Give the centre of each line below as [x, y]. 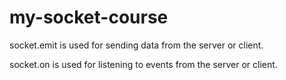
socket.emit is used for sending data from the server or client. [136, 45]
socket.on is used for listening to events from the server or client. [143, 64]
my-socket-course [89, 17]
